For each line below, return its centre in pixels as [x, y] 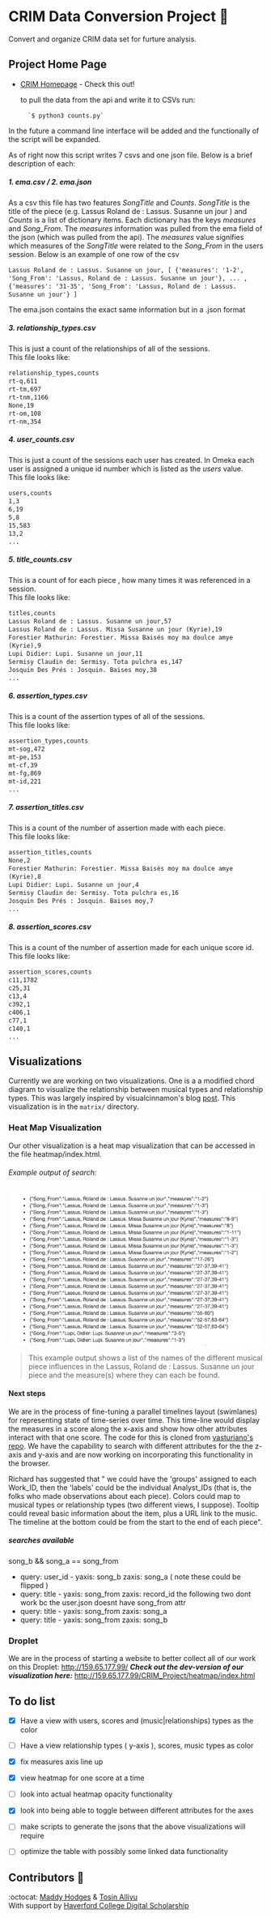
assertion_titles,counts [50, 852]
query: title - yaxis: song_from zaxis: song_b [94, 1620]
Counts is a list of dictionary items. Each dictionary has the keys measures [132, 220]
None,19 [21, 405]
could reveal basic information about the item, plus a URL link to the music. [133, 1513]
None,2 [19, 860]
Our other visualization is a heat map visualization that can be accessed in [132, 1145]
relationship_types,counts [54, 373]
